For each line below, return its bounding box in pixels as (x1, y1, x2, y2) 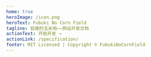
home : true (6, 8, 33, 15)
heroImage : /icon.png (6, 14, 60, 20)
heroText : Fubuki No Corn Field (6, 20, 87, 26)
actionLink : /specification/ (6, 36, 79, 42)
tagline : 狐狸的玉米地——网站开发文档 (6, 25, 90, 31)
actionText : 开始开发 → (6, 31, 61, 37)
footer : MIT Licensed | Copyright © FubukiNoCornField (6, 42, 146, 48)
